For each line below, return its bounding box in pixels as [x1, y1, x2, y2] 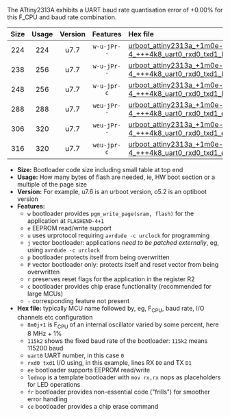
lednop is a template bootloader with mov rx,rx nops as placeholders [27, 373, 221, 381]
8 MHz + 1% [27, 329, 62, 337]
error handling [27, 394, 68, 403]
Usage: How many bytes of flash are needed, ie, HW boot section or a [16, 173, 216, 181]
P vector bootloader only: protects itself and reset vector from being [27, 261, 219, 268]
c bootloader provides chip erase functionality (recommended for [27, 283, 212, 290]
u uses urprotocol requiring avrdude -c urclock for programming [27, 231, 210, 239]
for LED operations [27, 380, 81, 388]
